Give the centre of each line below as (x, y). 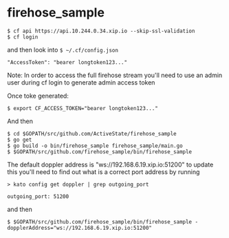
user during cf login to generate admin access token (81, 82)
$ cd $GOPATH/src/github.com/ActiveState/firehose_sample (92, 133)
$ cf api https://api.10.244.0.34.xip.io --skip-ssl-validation (101, 31)
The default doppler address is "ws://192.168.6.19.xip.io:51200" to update (110, 164)
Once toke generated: (38, 96)
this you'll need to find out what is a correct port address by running (103, 172)
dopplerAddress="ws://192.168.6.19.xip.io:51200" (80, 228)
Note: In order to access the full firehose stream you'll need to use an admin (115, 75)
